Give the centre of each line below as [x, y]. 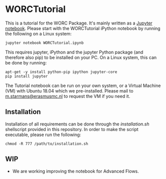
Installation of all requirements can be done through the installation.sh [77, 124]
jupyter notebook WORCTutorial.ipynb [44, 43]
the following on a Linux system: [38, 33]
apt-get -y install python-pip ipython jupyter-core [61, 72]
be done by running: [26, 62]
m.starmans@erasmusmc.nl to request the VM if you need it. [68, 96]
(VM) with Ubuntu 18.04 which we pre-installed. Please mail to [69, 90]
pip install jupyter [27, 76]
